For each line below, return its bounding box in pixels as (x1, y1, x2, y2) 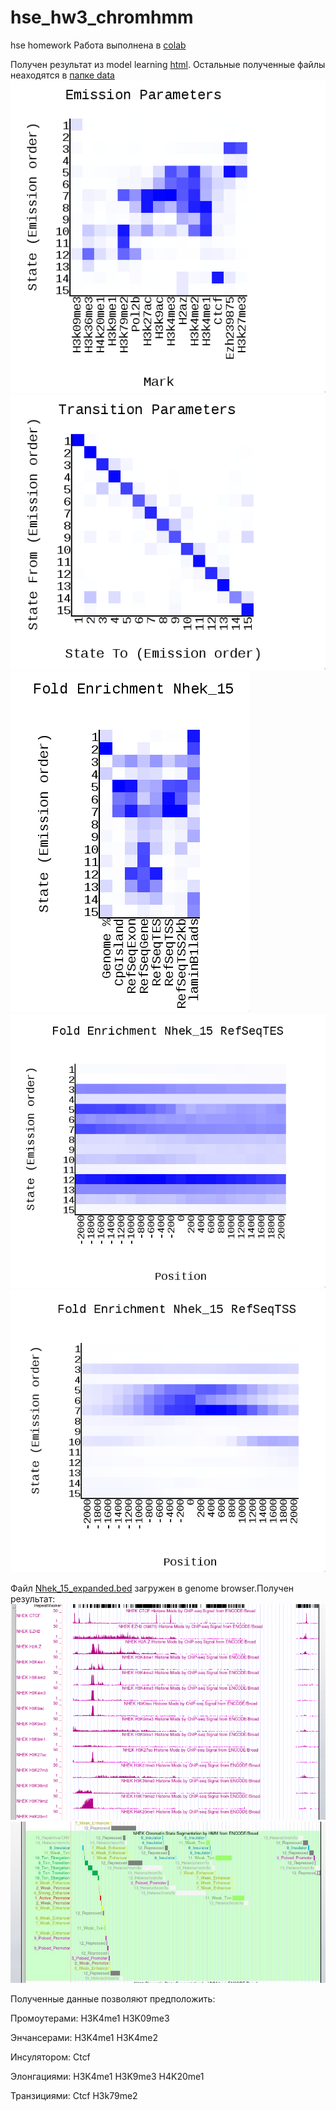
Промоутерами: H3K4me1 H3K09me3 (10, 2012, 170, 2025)
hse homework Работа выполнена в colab (10, 39, 187, 51)
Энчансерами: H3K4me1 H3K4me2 (10, 2032, 158, 2044)
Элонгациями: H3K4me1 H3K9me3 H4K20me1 (10, 2071, 205, 2083)
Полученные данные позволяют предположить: (10, 1993, 216, 2005)
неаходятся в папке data (10, 69, 115, 81)
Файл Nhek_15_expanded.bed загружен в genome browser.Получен (10, 1582, 295, 1594)
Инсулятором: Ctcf (10, 2051, 91, 2063)
